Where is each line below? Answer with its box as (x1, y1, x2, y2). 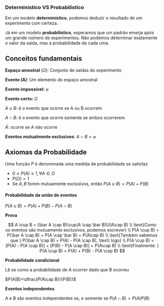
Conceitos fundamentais (5, 54, 82, 63)
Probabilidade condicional (5, 258, 60, 263)
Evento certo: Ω (5, 96, 38, 102)
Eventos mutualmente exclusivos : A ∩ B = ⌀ (5, 134, 96, 140)
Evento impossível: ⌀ (5, 86, 49, 92)
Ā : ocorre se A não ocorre (5, 124, 58, 130)
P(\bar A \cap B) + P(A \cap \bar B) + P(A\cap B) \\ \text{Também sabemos (7, 232, 158, 238)
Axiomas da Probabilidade (5, 148, 87, 156)
